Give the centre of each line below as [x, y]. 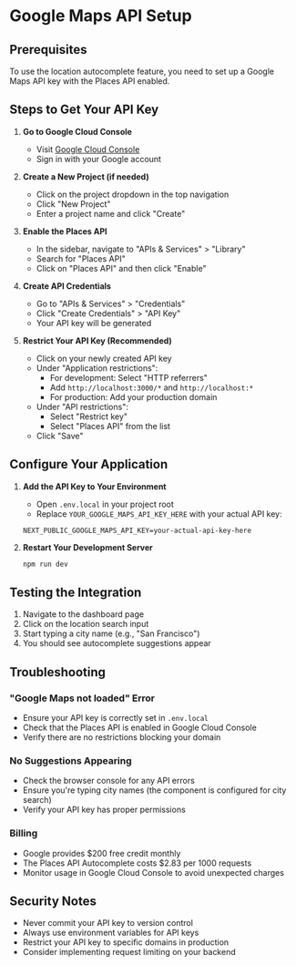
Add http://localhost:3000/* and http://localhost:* [152, 387]
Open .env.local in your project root [105, 504]
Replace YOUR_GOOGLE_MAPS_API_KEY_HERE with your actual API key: [159, 514]
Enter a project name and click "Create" [111, 213]
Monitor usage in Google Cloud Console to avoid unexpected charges [153, 872]
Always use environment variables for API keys [111, 933]
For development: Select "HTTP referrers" [128, 377]
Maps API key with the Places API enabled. [90, 81]
